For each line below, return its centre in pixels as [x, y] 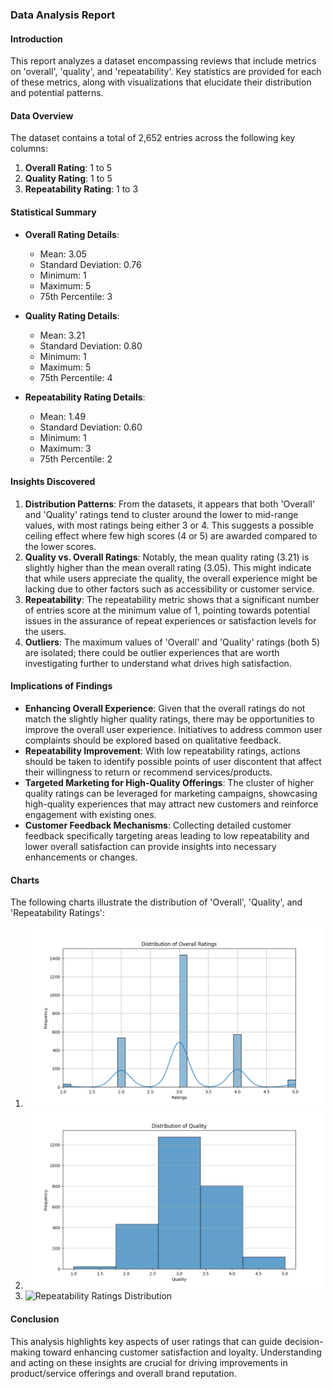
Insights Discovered [53, 482]
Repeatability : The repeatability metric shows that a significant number [172, 599]
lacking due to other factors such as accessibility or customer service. [169, 589]
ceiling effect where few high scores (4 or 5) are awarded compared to [171, 535]
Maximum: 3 [65, 448]
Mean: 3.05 [63, 254]
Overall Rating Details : [72, 234]
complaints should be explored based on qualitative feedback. [153, 740]
